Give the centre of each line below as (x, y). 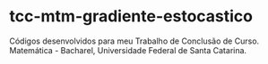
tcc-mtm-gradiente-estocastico (131, 16)
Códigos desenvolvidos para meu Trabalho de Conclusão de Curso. (134, 41)
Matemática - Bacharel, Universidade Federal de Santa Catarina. (128, 50)
